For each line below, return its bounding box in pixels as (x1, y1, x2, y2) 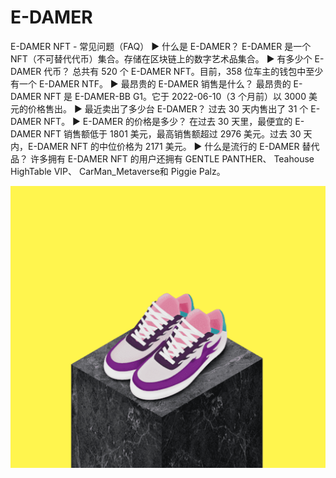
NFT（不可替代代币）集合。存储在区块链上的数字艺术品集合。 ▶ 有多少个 (10, 52, 313, 65)
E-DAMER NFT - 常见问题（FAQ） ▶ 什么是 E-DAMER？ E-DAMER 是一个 (10, 40, 312, 52)
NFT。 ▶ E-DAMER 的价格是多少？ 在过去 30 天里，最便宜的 (43, 115, 293, 127)
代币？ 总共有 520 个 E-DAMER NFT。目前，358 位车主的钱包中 (43, 65, 307, 77)
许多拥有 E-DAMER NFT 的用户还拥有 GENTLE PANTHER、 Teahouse (29, 152, 315, 165)
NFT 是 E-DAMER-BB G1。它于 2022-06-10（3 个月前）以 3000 (43, 90, 307, 102)
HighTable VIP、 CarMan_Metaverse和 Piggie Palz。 (10, 165, 226, 177)
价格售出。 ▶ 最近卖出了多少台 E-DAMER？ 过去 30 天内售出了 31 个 (27, 102, 309, 115)
